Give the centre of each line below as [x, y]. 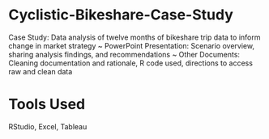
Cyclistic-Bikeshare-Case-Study [121, 15]
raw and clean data [41, 71]
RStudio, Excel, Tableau [48, 126]
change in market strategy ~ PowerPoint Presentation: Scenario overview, [132, 45]
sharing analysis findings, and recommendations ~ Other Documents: [124, 54]
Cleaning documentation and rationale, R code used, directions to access [131, 63]
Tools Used [47, 105]
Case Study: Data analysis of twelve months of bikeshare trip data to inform [134, 37]
